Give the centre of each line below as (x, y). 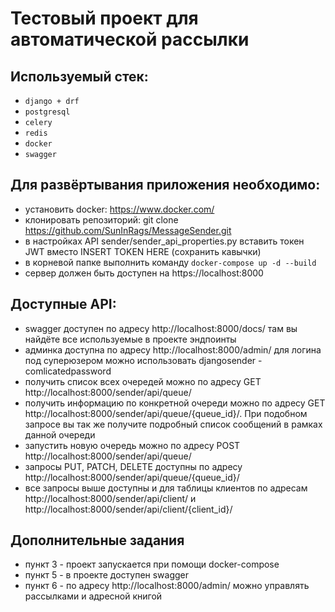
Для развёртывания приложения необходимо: (165, 185)
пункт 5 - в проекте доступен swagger (107, 575)
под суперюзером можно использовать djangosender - (143, 360)
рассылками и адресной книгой (93, 596)
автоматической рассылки (130, 39)
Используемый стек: (79, 76)
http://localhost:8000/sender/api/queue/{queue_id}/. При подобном (166, 413)
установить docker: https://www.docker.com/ (119, 209)
